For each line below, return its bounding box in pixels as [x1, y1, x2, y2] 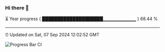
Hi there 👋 [5, 4, 29, 11]
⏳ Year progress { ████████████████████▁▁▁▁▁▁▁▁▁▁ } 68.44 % [5, 16, 158, 22]
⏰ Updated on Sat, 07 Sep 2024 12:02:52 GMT [5, 32, 100, 38]
